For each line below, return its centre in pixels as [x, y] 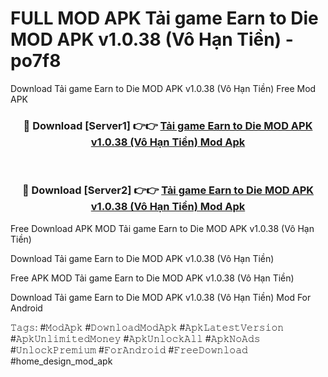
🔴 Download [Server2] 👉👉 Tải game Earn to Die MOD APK [168, 190]
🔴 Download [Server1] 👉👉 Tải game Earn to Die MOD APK [168, 125]
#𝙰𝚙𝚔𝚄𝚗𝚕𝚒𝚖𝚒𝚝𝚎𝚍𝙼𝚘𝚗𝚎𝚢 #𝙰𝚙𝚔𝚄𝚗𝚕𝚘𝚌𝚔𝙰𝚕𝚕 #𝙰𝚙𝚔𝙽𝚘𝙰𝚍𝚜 [135, 338]
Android [26, 308]
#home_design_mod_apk [61, 361]
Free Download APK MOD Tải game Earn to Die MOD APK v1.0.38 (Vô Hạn [162, 228]
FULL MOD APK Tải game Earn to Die [164, 18]
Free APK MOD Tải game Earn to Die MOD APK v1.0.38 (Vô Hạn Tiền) [152, 278]
